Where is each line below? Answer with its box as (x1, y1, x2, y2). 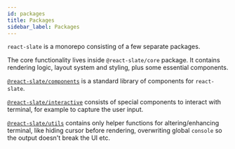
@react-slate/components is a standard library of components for (7, 77, 194, 85)
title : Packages (7, 17, 55, 24)
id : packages (7, 10, 46, 17)
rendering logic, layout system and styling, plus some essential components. (7, 64, 229, 72)
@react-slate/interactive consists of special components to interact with (7, 98, 222, 106)
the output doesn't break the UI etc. (7, 134, 111, 142)
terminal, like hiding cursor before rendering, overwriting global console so (7, 127, 222, 135)
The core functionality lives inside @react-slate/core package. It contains (7, 56, 220, 64)
